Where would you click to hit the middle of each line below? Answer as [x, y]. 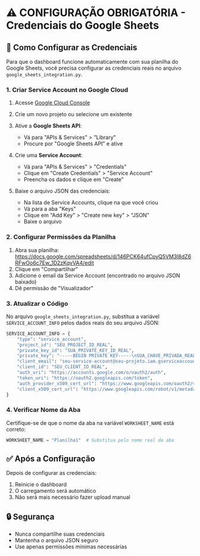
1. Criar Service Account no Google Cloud [67, 89]
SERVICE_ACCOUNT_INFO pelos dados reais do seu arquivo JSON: [83, 322]
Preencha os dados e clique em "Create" [74, 179]
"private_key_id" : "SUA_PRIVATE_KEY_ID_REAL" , [76, 350]
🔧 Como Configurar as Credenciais [72, 47]
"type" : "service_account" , [51, 339]
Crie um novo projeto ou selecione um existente [74, 114]
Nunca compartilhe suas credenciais [60, 534]
